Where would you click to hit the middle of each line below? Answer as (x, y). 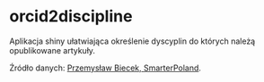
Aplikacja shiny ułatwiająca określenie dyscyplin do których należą (132, 41)
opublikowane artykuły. (53, 50)
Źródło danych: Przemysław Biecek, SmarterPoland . (106, 68)
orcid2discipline (71, 16)
